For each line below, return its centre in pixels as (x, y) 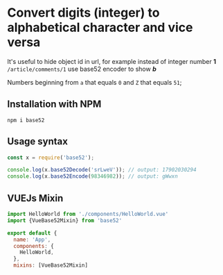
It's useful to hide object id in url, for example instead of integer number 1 (112, 61)
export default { (32, 233)
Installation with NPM (54, 105)
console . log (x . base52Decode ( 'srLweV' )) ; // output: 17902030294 (102, 170)
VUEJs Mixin (35, 198)
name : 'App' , (32, 240)
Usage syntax (37, 141)
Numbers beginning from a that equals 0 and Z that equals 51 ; (95, 82)
